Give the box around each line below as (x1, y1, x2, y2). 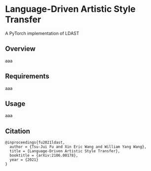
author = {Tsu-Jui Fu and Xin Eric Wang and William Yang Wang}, (9, 144, 147, 149)
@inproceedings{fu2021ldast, (5, 140, 65, 145)
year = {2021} (9, 157, 38, 163)
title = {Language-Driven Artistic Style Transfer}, (9, 149, 120, 154)
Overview (5, 44, 36, 53)
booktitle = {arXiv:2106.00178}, (9, 153, 78, 158)
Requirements (5, 72, 49, 81)
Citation (5, 127, 31, 135)
